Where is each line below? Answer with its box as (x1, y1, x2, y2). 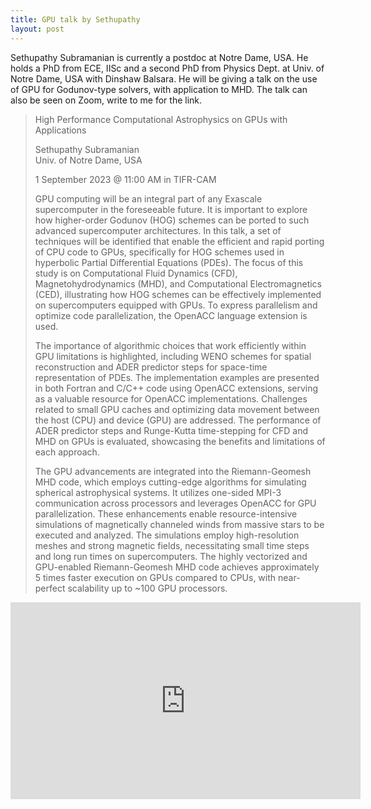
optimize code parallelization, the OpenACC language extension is (34, 309, 308, 321)
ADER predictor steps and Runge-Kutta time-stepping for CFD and (34, 424, 308, 436)
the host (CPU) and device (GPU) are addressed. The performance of (34, 414, 322, 426)
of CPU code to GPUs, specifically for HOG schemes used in (34, 246, 285, 258)
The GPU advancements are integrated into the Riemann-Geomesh (34, 465, 312, 477)
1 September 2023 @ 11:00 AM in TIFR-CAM (34, 173, 217, 185)
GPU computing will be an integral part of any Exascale (34, 192, 263, 205)
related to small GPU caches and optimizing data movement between (34, 403, 320, 415)
